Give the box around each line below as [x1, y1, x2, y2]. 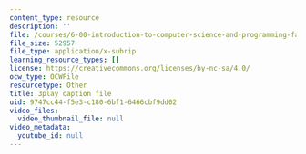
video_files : [9, 106, 59, 115]
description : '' [9, 22, 71, 31]
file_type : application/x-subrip [9, 47, 137, 56]
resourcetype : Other [9, 81, 88, 90]
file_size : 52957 [9, 38, 76, 48]
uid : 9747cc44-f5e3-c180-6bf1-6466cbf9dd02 [9, 97, 178, 107]
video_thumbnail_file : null [17, 114, 125, 123]
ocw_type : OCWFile [9, 72, 79, 82]
